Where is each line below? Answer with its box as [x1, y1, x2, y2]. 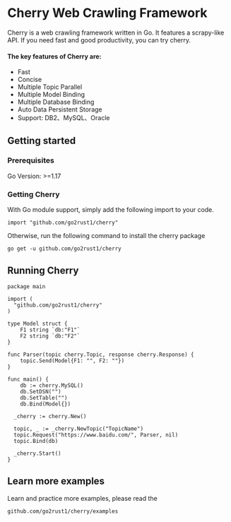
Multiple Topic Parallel [17, 83, 83, 91]
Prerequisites [7, 155, 54, 165]
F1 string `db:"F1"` [20, 326, 81, 333]
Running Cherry [7, 264, 79, 276]
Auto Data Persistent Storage [17, 105, 102, 114]
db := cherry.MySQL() [20, 381, 83, 389]
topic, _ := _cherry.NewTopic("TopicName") [13, 425, 143, 432]
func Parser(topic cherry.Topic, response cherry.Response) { [7, 351, 194, 358]
